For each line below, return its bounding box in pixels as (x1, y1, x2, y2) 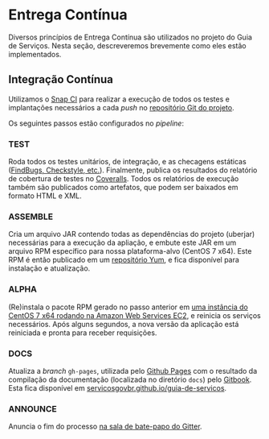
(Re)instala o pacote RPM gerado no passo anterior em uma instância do (8, 302, 249, 312)
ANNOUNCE (8, 403, 58, 414)
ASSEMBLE (8, 211, 54, 222)
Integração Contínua (8, 72, 114, 86)
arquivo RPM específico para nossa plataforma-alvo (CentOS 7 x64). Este (8, 246, 252, 256)
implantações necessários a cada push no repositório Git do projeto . (8, 102, 234, 112)
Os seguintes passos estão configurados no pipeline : (8, 118, 185, 128)
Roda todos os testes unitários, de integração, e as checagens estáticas (8, 157, 247, 167)
